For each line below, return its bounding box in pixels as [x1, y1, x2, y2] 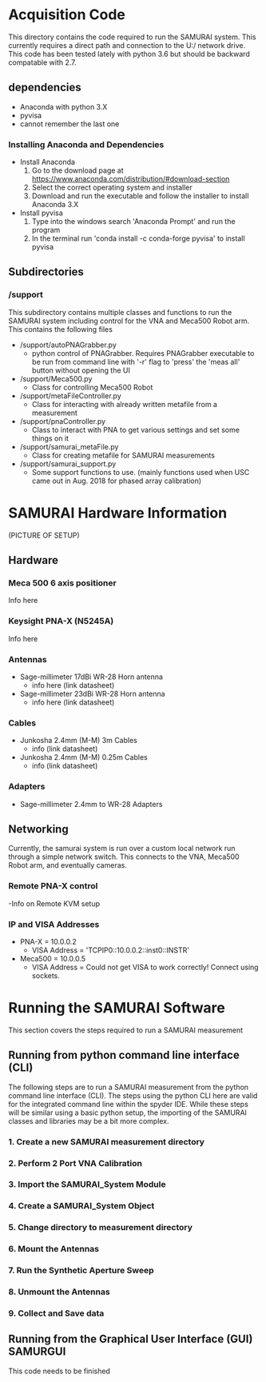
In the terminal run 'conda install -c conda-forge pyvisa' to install [31, 234, 245, 243]
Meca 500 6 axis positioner [8, 577, 117, 589]
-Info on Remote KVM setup [8, 898, 100, 909]
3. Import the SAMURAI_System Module [8, 1179, 166, 1190]
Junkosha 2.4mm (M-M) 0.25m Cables [19, 753, 148, 762]
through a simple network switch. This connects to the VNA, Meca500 [8, 852, 240, 861]
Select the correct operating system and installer [31, 182, 193, 193]
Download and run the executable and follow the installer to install [31, 191, 249, 201]
